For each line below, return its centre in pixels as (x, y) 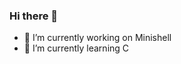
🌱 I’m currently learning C (76, 48)
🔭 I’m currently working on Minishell (97, 38)
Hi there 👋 (34, 16)
